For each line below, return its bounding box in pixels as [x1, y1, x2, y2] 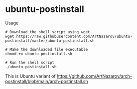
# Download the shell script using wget [5, 29, 91, 34]
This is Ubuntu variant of [5, 73, 56, 79]
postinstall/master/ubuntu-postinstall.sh [5, 38, 95, 43]
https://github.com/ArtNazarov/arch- [56, 73, 132, 79]
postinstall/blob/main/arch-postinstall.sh [5, 78, 88, 84]
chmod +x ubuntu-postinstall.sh [5, 51, 72, 56]
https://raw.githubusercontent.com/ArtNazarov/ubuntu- [16, 34, 133, 39]
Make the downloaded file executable [9, 47, 88, 52]
